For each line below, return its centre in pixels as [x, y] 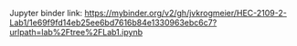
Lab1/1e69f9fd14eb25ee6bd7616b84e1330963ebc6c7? [113, 23]
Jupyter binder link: [46, 13]
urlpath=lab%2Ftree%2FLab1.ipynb [76, 32]
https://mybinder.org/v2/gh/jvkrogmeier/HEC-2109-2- [186, 13]
